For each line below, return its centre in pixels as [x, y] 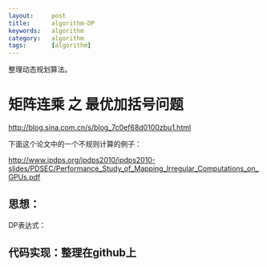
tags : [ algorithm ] [50, 46]
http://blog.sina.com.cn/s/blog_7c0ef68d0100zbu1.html [100, 127]
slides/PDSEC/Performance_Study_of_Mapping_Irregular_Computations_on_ [133, 168]
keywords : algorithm [46, 30]
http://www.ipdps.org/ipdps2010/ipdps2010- [82, 160]
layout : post [37, 16]
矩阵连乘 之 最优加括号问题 [96, 105]
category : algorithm [46, 38]
